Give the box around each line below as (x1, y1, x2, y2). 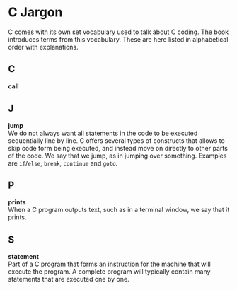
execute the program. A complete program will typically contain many (8, 267, 211, 276)
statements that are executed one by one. (8, 275, 129, 284)
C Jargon (8, 4, 63, 21)
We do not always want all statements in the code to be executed (8, 129, 198, 137)
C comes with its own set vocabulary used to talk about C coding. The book (8, 28, 229, 36)
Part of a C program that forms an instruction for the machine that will (8, 260, 211, 269)
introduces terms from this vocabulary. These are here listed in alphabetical (8, 35, 229, 43)
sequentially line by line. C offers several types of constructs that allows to (8, 136, 225, 145)
